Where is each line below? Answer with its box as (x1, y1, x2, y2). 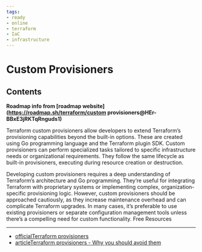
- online (6, 20, 28, 26)
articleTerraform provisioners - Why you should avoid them (14, 239, 161, 246)
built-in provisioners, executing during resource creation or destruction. (6, 159, 183, 166)
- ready (6, 14, 26, 20)
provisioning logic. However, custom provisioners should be (27, 190, 176, 197)
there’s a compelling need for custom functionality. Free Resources (6, 215, 172, 223)
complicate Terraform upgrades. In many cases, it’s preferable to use (6, 203, 177, 209)
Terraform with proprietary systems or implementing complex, (6, 183, 161, 190)
